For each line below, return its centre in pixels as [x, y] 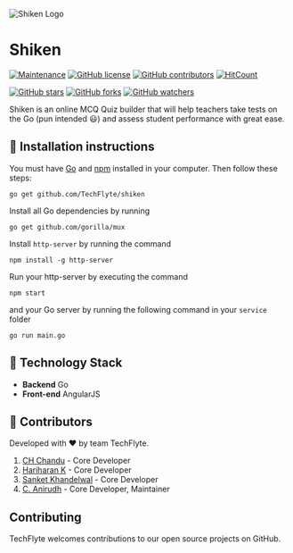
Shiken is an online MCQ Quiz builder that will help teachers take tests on [143, 109]
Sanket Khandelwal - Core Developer [90, 480]
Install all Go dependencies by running [80, 211]
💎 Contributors [51, 421]
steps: [20, 178]
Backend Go [45, 384]
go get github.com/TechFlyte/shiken [77, 194]
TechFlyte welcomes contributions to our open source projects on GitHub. [145, 539]
